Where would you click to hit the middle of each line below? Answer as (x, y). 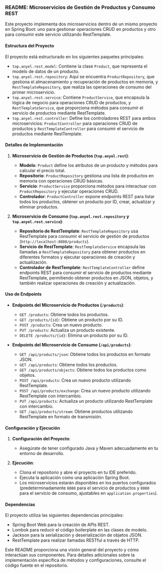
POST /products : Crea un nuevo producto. (61, 325)
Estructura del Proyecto (30, 46)
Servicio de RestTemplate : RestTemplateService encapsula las (82, 247)
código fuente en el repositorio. (37, 565)
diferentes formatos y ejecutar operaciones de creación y (77, 257)
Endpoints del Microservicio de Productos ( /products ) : (68, 305)
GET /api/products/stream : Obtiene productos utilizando (76, 411)
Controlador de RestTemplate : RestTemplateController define (82, 267)
